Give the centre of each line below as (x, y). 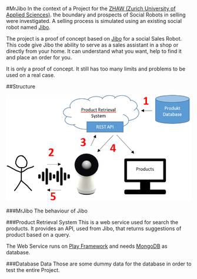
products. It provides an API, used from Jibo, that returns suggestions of (94, 228)
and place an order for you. (39, 57)
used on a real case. (31, 75)
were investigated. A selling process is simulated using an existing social (94, 21)
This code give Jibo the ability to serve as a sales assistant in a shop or (92, 45)
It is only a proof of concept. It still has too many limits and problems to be (96, 69)
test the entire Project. (33, 270)
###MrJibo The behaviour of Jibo (47, 211)
